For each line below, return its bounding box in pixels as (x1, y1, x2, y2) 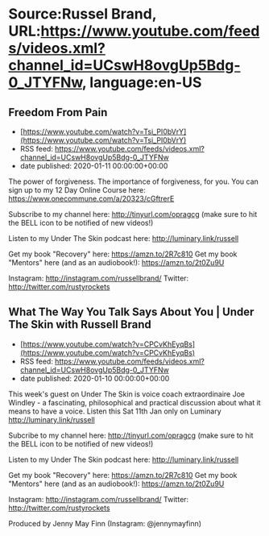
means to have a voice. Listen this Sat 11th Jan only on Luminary (8, 406, 221, 416)
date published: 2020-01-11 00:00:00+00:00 (19, 161, 168, 170)
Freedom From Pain (8, 106, 108, 119)
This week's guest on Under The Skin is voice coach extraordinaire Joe (8, 388, 246, 399)
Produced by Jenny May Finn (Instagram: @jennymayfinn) (8, 518, 202, 528)
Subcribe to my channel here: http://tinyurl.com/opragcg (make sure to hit (8, 430, 254, 440)
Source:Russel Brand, (8, 5, 157, 23)
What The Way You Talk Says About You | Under (8, 305, 255, 319)
